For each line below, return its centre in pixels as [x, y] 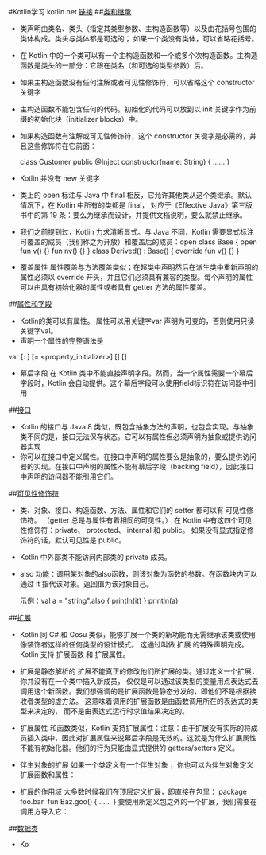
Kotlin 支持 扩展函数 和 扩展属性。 [75, 654]
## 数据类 [23, 828]
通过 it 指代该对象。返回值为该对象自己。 [86, 584]
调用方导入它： [44, 811]
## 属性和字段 [30, 304]
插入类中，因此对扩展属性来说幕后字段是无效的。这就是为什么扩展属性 [141, 738]
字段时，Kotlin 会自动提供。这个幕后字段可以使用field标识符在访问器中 [135, 383]
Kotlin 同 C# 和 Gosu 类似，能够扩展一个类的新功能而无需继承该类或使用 [137, 634]
